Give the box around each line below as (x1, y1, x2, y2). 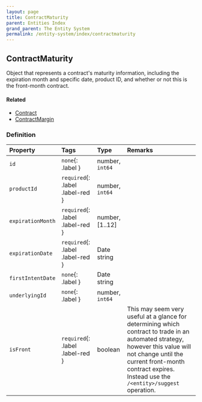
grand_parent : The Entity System (6, 25, 90, 32)
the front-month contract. (6, 82, 70, 89)
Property (9, 146, 35, 154)
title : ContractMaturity (6, 14, 69, 20)
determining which (127, 320, 180, 328)
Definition (6, 130, 36, 139)
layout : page (6, 8, 39, 15)
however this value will (127, 343, 191, 351)
